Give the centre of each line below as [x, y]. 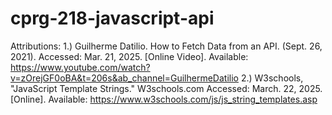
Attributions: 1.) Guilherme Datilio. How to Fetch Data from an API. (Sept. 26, [166, 46]
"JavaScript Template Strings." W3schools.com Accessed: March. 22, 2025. [166, 88]
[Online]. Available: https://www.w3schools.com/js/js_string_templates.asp [164, 99]
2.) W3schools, [272, 78]
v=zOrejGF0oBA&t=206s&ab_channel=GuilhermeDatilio [124, 78]
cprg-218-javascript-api [112, 18]
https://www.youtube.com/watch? [80, 67]
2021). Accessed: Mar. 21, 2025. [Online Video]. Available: [129, 56]
